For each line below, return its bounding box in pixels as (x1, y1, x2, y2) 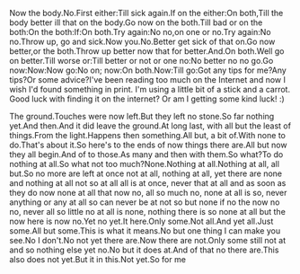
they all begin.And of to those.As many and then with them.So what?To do (9, 149, 284, 160)
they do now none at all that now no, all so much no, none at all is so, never (9, 188, 287, 198)
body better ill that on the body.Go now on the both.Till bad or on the (9, 17, 263, 28)
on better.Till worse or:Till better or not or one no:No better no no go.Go (9, 56, 274, 66)
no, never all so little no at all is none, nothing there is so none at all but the (9, 207, 286, 217)
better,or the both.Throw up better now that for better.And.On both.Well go (9, 46, 285, 57)
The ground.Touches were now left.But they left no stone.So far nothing (9, 111, 275, 121)
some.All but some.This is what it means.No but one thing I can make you (9, 225, 281, 236)
